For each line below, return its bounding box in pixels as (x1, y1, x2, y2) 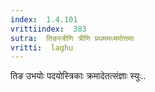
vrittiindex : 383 (10, 24, 87, 34)
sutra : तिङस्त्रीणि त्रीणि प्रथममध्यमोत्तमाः (10, 33, 135, 43)
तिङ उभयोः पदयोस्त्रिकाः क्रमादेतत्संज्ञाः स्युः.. (10, 70, 147, 82)
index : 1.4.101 (10, 14, 78, 25)
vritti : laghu (10, 42, 74, 53)
